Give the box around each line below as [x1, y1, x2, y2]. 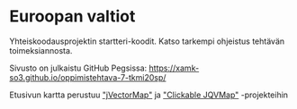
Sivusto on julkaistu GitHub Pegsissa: [9, 63, 148, 73]
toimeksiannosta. [9, 45, 73, 55]
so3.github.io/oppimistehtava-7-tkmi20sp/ [9, 71, 166, 82]
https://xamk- [148, 63, 200, 73]
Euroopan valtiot [9, 6, 136, 27]
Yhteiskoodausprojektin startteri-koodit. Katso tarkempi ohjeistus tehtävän [9, 36, 285, 46]
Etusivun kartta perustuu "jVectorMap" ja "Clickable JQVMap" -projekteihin [9, 89, 289, 100]
